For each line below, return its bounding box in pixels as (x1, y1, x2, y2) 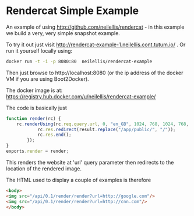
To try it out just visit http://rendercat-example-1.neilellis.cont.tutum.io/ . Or (6, 41, 186, 48)
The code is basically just (6, 104, 67, 111)
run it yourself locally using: (6, 47, 73, 54)
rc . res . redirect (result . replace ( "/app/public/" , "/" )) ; (37, 126, 176, 132)
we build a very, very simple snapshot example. (6, 29, 121, 36)
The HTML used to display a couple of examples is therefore (6, 176, 151, 183)
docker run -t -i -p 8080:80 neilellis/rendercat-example (6, 59, 153, 64)
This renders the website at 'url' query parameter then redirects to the (6, 159, 174, 166)
